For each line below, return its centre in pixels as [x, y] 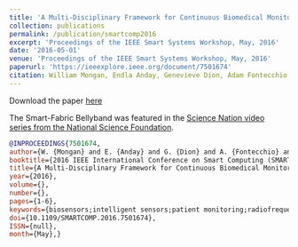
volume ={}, [29, 185]
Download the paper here [56, 100]
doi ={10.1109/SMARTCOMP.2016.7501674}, [83, 218]
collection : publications [57, 26]
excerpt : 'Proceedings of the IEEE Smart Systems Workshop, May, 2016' [144, 42]
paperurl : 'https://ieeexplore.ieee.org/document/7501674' [121, 68]
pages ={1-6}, [33, 201]
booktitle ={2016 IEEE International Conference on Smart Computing [137, 160]
